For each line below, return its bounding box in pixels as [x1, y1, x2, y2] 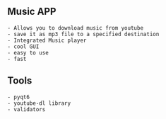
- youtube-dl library [7, 99, 71, 107]
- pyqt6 [7, 93, 30, 101]
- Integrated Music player [7, 37, 87, 44]
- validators [7, 106, 46, 113]
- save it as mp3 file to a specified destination [7, 30, 160, 38]
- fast [7, 55, 27, 62]
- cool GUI [7, 42, 40, 50]
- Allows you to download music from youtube [7, 24, 143, 31]
